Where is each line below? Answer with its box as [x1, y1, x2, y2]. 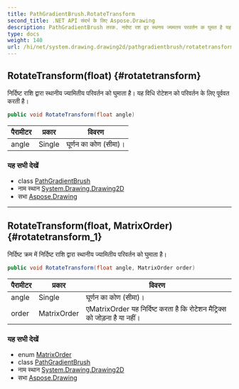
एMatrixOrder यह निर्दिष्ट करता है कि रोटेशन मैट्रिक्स [85, 304, 226, 313]
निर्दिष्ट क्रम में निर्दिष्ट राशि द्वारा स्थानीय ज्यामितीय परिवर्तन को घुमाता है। [7, 250, 167, 259]
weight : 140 [7, 37, 43, 44]
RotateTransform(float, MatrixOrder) [7, 220, 173, 232]
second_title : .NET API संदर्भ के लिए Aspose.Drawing [7, 17, 155, 24]
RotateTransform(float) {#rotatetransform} [7, 70, 201, 82]
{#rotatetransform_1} [7, 231, 102, 243]
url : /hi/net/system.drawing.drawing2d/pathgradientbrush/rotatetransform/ [7, 43, 237, 51]
